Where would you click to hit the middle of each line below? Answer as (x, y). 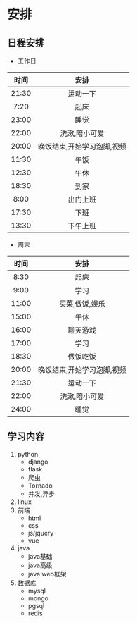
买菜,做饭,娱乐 (82, 304)
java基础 (40, 556)
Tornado (40, 485)
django (38, 462)
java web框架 (47, 574)
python (28, 454)
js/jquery (41, 533)
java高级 (40, 565)
